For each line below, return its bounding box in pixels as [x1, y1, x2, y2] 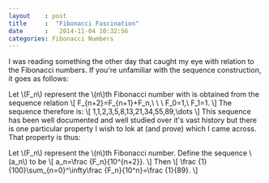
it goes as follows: [8, 74, 69, 83]
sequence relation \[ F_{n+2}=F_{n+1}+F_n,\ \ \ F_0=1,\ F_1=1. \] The [8, 98, 233, 108]
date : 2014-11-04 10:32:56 [8, 27, 129, 35]
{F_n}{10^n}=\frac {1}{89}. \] [104, 165, 199, 175]
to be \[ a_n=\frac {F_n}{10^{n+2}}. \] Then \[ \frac [29, 157, 197, 167]
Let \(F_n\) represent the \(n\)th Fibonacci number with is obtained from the [8, 90, 259, 100]
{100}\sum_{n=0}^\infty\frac [8, 165, 103, 175]
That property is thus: [8, 133, 81, 143]
